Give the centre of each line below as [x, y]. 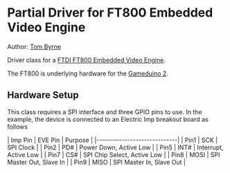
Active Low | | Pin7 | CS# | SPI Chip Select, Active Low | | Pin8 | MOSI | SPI [114, 154]
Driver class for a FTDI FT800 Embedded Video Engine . [87, 60]
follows [17, 127]
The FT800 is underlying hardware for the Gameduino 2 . [88, 73]
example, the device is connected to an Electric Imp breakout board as [108, 119]
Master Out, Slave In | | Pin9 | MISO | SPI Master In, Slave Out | [96, 162]
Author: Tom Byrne [34, 46]
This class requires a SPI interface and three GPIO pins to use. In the [105, 111]
